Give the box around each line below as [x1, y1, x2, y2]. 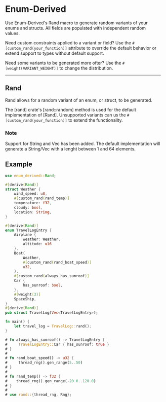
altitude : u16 [23, 242, 52, 247]
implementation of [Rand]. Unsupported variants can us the [5, 112, 126, 118]
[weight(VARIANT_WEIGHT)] [5, 66, 58, 71]
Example [5, 160, 33, 169]
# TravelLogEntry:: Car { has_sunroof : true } [5, 342, 110, 347]
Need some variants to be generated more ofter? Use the [5, 60, 122, 66]
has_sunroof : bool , [23, 283, 63, 288]
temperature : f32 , [14, 201, 52, 206]
